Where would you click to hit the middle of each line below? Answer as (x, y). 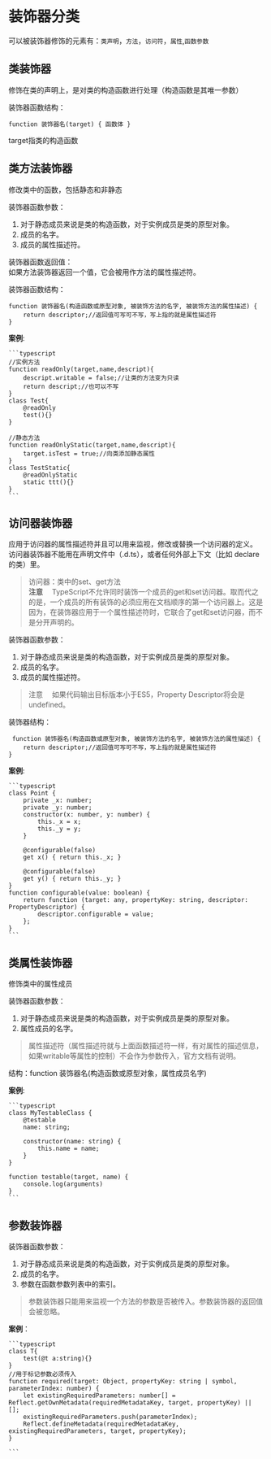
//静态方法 (24, 438)
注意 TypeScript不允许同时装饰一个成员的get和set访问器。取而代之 (143, 592)
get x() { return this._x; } (72, 858)
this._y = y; (60, 829)
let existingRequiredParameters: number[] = (99, 1396)
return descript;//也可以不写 (71, 386)
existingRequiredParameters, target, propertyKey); (97, 1431)
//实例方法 (24, 362)
